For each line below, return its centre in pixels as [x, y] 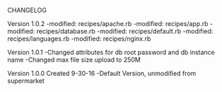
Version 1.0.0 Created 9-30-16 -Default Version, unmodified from [102, 73]
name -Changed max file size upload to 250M [74, 60]
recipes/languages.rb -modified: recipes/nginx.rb [79, 39]
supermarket [26, 81]
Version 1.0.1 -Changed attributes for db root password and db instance [111, 52]
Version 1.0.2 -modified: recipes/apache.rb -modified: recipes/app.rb [108, 24]
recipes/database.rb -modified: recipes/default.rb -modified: [125, 31]
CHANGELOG [27, 10]
